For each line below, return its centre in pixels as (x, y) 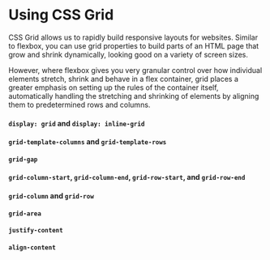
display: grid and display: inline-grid (77, 123)
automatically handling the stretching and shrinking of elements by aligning (134, 96)
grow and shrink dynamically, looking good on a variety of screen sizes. (129, 54)
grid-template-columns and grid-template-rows (88, 142)
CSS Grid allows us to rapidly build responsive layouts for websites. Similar (133, 37)
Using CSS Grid (61, 15)
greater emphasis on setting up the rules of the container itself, (114, 87)
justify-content (36, 231)
